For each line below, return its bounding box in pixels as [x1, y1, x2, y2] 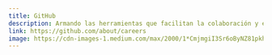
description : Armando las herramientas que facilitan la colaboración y [8, 19, 259, 27]
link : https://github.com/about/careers [8, 27, 147, 35]
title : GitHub [8, 11, 57, 20]
